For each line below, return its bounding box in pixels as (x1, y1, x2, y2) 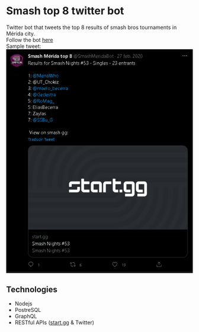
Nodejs (14, 300, 33, 307)
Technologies (6, 284, 58, 294)
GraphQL (14, 312, 37, 320)
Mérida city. (6, 30, 36, 37)
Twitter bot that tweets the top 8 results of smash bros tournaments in (6, 24, 177, 31)
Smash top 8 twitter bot (6, 4, 124, 18)
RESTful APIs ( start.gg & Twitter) (14, 319, 95, 326)
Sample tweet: (6, 43, 41, 50)
